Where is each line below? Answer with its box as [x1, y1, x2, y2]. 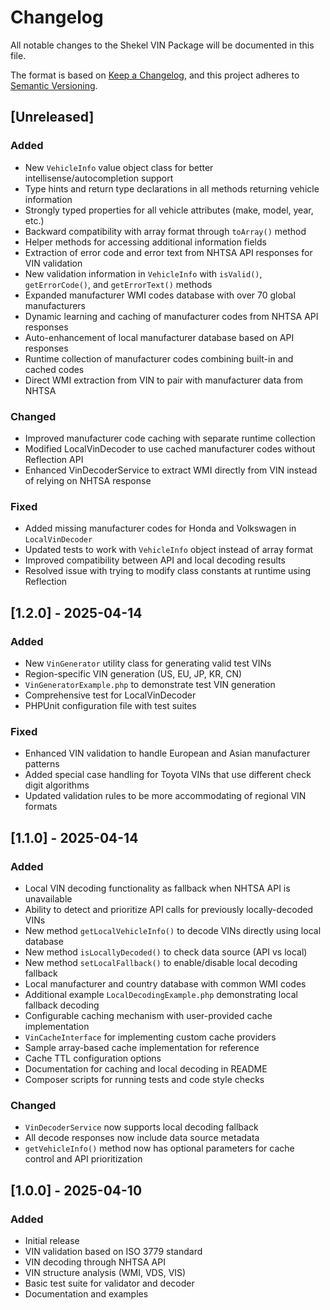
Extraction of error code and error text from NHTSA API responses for [24, 246, 313, 258]
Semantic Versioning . [10, 79, 98, 91]
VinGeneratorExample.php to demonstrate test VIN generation [24, 678, 276, 690]
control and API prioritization [24, 1153, 143, 1165]
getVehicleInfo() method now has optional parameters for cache [24, 1142, 295, 1155]
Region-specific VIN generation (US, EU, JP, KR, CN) [24, 667, 243, 680]
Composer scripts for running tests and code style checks [24, 1073, 265, 1085]
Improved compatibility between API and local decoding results [24, 554, 286, 566]
